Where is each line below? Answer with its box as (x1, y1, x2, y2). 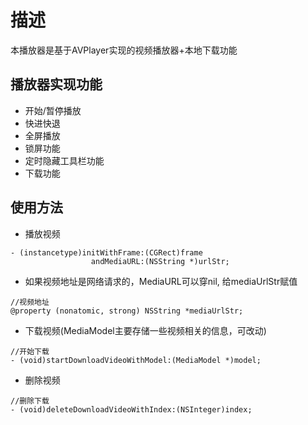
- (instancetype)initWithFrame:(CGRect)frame (10, 247, 203, 258)
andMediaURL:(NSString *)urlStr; (90, 256, 230, 266)
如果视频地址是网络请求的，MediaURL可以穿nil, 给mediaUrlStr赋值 (24, 275, 298, 287)
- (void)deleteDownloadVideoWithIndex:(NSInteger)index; (10, 404, 253, 415)
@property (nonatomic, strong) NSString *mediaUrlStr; (10, 306, 244, 316)
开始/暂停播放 (24, 104, 82, 116)
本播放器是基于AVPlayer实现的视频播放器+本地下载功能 (10, 44, 238, 56)
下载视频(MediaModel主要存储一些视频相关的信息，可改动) (24, 324, 267, 336)
